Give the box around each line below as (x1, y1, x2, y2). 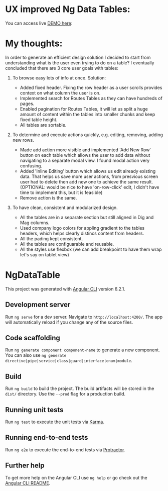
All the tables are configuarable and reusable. (20, 241, 114, 247)
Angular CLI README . (5, 480, 51, 486)
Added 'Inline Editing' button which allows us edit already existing (20, 168, 156, 174)
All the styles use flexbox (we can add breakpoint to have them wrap (20, 246, 162, 252)
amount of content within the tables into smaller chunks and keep (20, 111, 155, 117)
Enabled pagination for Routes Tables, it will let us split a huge (20, 106, 148, 112)
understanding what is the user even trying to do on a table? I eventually (5, 59, 154, 66)
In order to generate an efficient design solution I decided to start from (5, 54, 151, 60)
